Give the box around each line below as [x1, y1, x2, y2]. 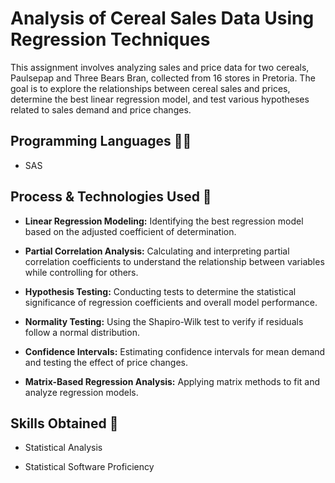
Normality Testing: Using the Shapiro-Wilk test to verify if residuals [24, 315, 304, 327]
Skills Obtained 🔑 [10, 415, 119, 432]
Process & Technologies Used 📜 [10, 188, 212, 206]
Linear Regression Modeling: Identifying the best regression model [24, 215, 304, 227]
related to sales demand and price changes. [10, 103, 192, 116]
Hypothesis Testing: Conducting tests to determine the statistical [24, 285, 297, 297]
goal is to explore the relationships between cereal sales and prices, [10, 82, 291, 94]
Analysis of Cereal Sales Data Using [10, 7, 315, 30]
